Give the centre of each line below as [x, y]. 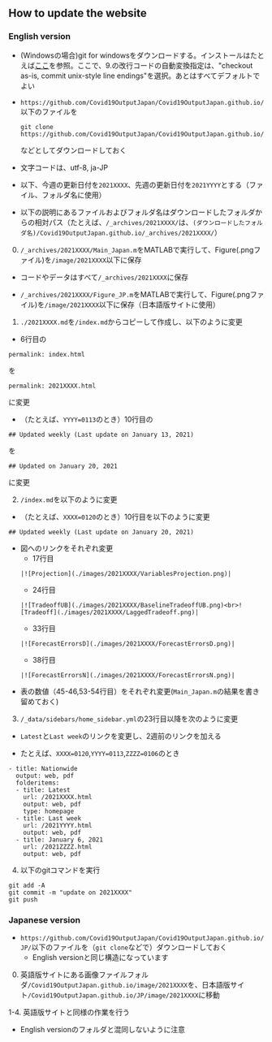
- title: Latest [43, 790]
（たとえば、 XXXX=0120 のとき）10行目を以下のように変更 [115, 517]
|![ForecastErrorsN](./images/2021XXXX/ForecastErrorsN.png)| [127, 675]
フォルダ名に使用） [74, 195]
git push [23, 899]
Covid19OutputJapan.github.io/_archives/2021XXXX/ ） [130, 232]
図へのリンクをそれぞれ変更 [67, 548]
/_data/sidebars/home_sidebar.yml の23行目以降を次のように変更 [129, 719]
